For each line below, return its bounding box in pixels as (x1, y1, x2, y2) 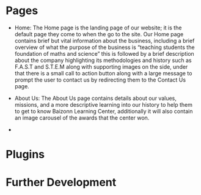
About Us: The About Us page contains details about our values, (14, 94, 177, 102)
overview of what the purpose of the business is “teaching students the (14, 44, 195, 51)
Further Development (5, 175, 117, 189)
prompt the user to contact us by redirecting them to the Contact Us (14, 76, 186, 83)
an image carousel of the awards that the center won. (14, 114, 150, 121)
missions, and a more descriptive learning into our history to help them (14, 101, 193, 108)
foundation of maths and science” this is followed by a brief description (14, 50, 195, 57)
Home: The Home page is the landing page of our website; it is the (14, 24, 182, 31)
